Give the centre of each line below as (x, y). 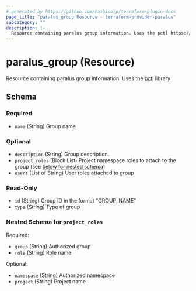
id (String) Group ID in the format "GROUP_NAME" (75, 201)
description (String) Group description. (62, 154)
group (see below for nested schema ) (60, 167)
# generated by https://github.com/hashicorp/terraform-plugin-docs (91, 11)
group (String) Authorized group (52, 246)
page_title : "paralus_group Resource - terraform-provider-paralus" (91, 17)
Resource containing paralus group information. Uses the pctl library (88, 78)
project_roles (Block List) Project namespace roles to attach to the (95, 160)
